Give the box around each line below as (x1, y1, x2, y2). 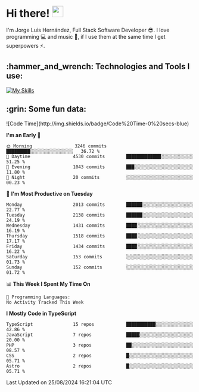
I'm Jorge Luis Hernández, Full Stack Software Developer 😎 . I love (6, 26, 170, 33)
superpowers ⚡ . (6, 42, 45, 49)
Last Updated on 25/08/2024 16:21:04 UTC (6, 378, 112, 386)
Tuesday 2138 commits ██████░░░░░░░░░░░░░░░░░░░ (6, 212, 194, 218)
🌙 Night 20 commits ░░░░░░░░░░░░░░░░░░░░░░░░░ (6, 174, 194, 180)
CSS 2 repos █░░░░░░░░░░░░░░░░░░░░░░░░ (6, 353, 194, 359)
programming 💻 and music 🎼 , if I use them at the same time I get (6, 33, 166, 40)
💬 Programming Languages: (6, 294, 70, 300)
